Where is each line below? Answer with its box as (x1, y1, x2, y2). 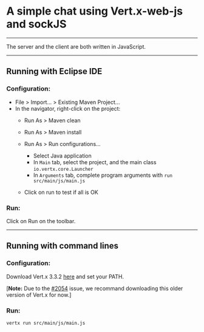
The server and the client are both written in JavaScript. (6, 43, 146, 50)
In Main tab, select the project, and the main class (33, 158, 157, 165)
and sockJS (6, 17, 67, 31)
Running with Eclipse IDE (6, 66, 103, 77)
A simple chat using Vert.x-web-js (6, 4, 183, 18)
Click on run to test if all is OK (24, 188, 98, 196)
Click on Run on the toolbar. (6, 217, 76, 224)
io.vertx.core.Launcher (33, 166, 93, 172)
